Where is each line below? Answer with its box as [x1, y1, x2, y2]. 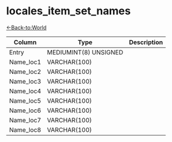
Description [129, 38, 163, 46]
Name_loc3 [9, 77, 42, 85]
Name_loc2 [9, 67, 42, 76]
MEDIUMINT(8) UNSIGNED [47, 48, 124, 56]
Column [14, 38, 37, 46]
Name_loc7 [9, 116, 42, 124]
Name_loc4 [9, 87, 42, 95]
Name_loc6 [9, 106, 42, 115]
